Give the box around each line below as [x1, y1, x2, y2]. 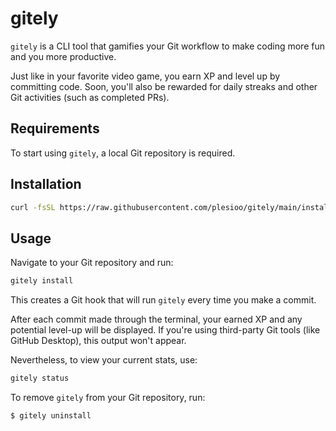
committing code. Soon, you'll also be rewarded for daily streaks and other [10, 80, 318, 92]
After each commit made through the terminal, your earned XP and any [10, 313, 303, 326]
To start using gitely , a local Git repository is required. [10, 147, 236, 159]
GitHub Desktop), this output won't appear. [10, 335, 187, 347]
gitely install [10, 276, 74, 286]
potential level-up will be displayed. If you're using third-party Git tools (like [10, 324, 321, 336]
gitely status [10, 373, 70, 384]
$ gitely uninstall [10, 411, 92, 421]
